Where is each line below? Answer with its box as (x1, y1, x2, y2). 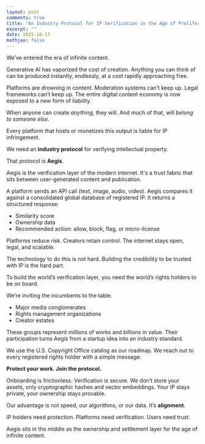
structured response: (6, 201, 59, 207)
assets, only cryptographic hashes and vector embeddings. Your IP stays (6, 384, 190, 390)
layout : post (6, 9, 40, 15)
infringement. (6, 134, 40, 141)
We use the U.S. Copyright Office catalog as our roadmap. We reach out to (6, 347, 194, 354)
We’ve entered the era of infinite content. (6, 54, 110, 61)
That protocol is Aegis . (6, 157, 64, 165)
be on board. (6, 280, 38, 287)
